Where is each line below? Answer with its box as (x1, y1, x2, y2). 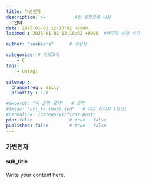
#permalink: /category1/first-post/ (6, 111, 96, 117)
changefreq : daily (11, 84, 59, 90)
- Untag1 (16, 68, 38, 74)
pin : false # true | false (6, 117, 107, 123)
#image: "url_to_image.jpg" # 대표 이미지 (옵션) (6, 106, 127, 112)
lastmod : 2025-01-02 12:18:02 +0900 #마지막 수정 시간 (6, 31, 140, 37)
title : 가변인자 (6, 8, 41, 15)
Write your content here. (6, 171, 65, 178)
